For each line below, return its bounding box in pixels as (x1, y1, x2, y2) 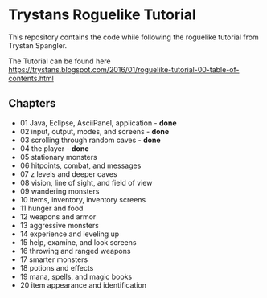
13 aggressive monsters (19, 220, 99, 230)
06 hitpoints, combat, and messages (19, 161, 142, 170)
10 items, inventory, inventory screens (19, 194, 146, 204)
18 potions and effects (19, 263, 94, 272)
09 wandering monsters (19, 186, 100, 196)
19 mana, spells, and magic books (19, 271, 133, 281)
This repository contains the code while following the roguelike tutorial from (8, 32, 259, 42)
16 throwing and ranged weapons (19, 246, 131, 255)
